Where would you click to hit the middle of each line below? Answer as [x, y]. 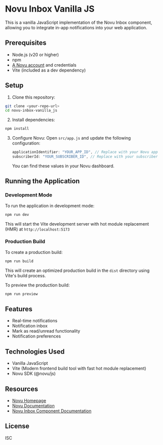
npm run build [19, 261]
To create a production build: [34, 252]
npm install [17, 129]
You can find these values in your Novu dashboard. [63, 166]
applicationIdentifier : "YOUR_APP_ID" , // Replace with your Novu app [85, 152]
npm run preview [21, 294]
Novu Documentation [33, 406]
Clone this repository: [33, 97]
